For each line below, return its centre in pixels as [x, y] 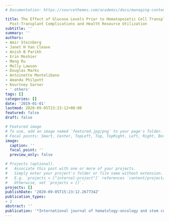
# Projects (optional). [30, 164]
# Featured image [23, 127]
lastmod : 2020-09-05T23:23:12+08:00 [44, 108]
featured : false [22, 113]
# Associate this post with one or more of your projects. [71, 169]
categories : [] [21, 99]
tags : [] [14, 94]
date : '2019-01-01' [26, 103]
